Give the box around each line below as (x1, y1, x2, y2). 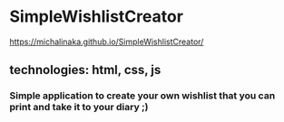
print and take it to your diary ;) (9, 101, 149, 114)
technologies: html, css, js (9, 62, 162, 78)
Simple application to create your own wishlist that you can (9, 89, 276, 102)
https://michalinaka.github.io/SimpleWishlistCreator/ (9, 36, 204, 47)
